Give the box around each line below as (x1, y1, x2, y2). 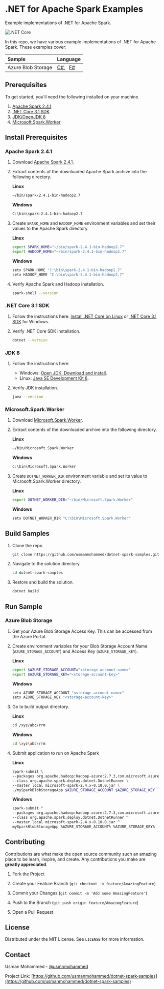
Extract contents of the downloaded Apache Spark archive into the (12, 169, 147, 175)
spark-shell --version (12, 290, 59, 296)
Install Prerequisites (5, 133, 68, 142)
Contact (5, 951, 30, 959)
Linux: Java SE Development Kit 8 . (19, 375, 89, 381)
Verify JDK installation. (12, 385, 59, 391)
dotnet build (12, 589, 39, 594)
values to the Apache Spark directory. (12, 225, 89, 232)
